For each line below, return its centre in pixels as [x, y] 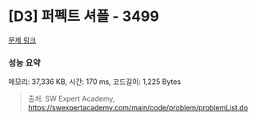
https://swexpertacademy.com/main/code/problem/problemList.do [138, 108]
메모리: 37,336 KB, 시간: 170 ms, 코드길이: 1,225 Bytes [95, 82]
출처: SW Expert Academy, [71, 99]
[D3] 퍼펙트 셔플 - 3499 [84, 16]
